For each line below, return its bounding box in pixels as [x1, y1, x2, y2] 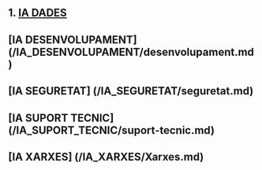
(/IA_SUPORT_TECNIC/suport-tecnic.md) [8, 124, 215, 137]
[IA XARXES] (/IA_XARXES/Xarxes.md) [8, 150, 204, 164]
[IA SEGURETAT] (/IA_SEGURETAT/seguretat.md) [8, 84, 254, 98]
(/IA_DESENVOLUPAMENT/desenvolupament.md [8, 45, 255, 58]
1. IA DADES [8, 6, 67, 20]
